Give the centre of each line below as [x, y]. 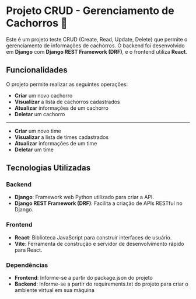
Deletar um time [34, 149]
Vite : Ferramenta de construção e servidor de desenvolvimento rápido [99, 244]
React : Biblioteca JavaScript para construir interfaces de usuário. [93, 237]
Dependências [27, 265]
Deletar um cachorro [40, 114]
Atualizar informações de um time [56, 143]
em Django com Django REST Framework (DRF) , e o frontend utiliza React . [97, 51]
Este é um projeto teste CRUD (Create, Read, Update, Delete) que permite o [97, 39]
